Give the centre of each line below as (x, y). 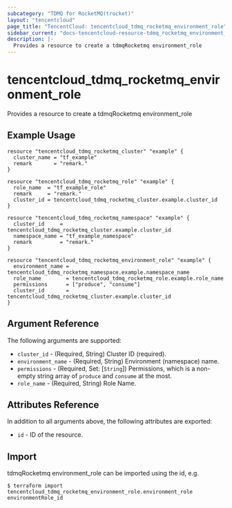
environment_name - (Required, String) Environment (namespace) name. (118, 361)
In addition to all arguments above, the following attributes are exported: (110, 422)
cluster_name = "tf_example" (55, 157)
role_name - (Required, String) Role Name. (77, 383)
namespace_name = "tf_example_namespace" (74, 236)
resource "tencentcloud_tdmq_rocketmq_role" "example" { (91, 181)
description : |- (30, 39)
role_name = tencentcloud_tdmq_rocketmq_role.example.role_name (119, 278)
